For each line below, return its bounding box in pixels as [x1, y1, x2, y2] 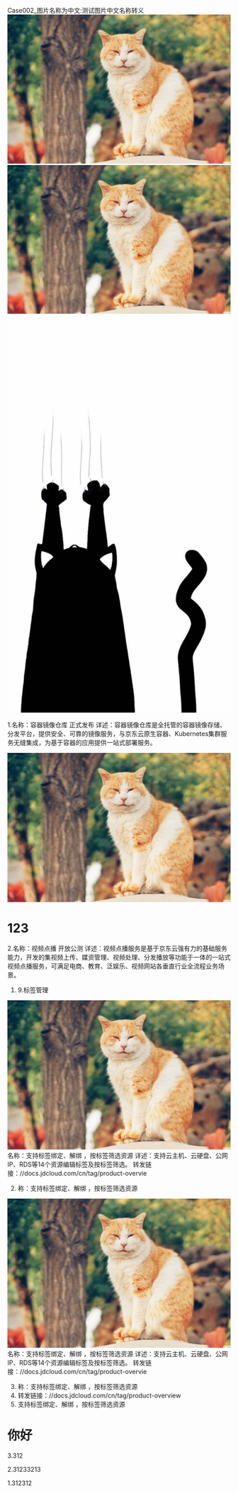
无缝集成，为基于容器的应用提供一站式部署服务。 [13, 738, 157, 746]
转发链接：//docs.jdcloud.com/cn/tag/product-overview [17, 1391, 181, 1400]
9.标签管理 [17, 986, 49, 994]
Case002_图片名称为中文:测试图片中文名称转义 [7, 6, 144, 14]
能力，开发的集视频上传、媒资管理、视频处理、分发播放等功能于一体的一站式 [7, 953, 231, 962]
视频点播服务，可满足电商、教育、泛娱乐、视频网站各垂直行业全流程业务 [7, 962, 218, 970]
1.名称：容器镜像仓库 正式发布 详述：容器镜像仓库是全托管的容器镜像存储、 [7, 720, 227, 729]
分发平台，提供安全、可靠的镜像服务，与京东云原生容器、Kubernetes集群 [7, 729, 221, 738]
